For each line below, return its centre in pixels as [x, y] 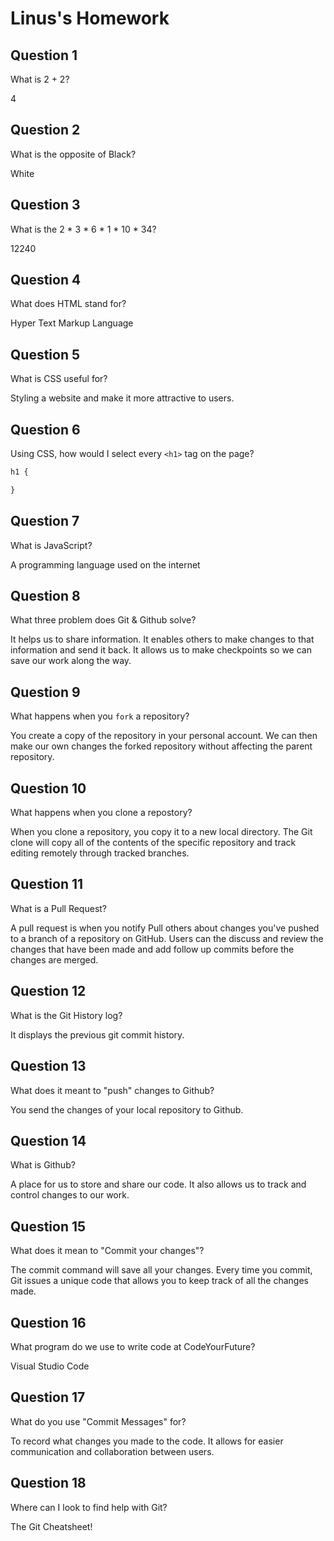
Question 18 [48, 1483]
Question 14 [48, 1140]
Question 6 [45, 429]
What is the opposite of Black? [73, 154]
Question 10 [48, 788]
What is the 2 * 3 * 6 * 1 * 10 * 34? [83, 229]
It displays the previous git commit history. [97, 1034]
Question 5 [45, 354]
